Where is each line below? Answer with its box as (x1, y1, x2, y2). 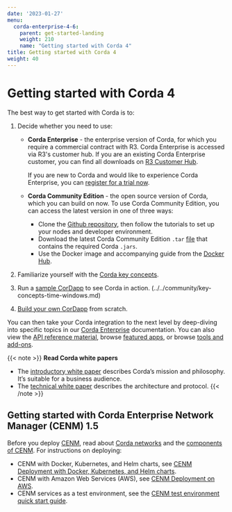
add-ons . (7, 340, 33, 348)
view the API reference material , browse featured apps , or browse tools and (7, 333, 224, 341)
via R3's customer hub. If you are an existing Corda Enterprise (27, 150, 206, 158)
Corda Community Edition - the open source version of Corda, (27, 192, 208, 200)
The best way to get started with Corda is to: (7, 108, 135, 117)
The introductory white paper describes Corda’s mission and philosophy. (17, 367, 226, 375)
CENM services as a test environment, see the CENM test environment (17, 489, 220, 497)
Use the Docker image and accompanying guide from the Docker (38, 249, 224, 258)
